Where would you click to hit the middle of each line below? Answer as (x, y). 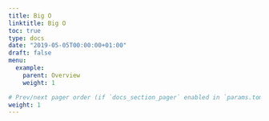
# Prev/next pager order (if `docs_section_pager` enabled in (114, 97)
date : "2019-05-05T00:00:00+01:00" (68, 46)
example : (30, 68)
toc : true (25, 30)
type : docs (26, 38)
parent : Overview (52, 75)
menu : (17, 61)
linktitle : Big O (37, 23)
